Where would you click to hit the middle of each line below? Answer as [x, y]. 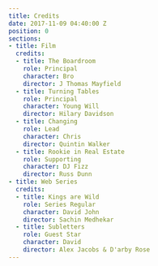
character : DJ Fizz [56, 167]
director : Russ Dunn [58, 174]
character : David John [61, 212]
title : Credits [34, 16]
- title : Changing [47, 122]
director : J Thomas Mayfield [72, 84]
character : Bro [49, 76]
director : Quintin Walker [67, 144]
